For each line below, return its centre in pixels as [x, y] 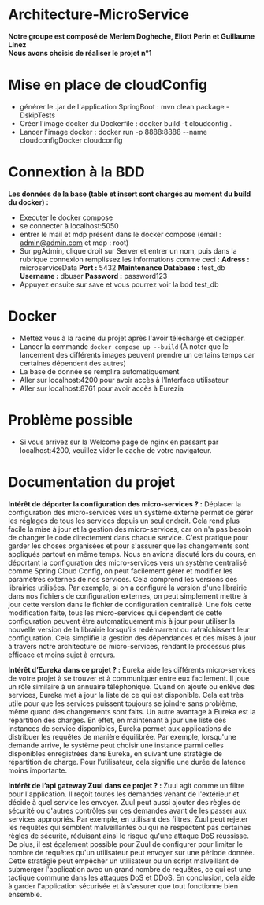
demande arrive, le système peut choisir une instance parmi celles [116, 745]
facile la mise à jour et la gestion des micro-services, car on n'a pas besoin [130, 529]
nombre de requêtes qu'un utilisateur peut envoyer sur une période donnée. [131, 852]
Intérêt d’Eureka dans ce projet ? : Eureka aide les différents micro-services [132, 669]
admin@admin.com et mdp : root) [74, 243]
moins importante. [38, 770]
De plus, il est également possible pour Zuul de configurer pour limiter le [125, 844]
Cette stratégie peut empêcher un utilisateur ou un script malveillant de [123, 861]
